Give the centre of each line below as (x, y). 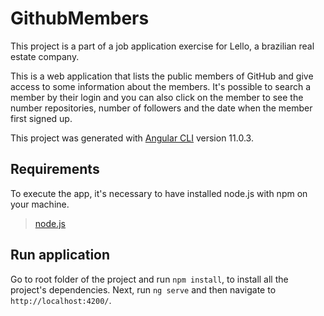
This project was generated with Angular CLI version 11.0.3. (132, 138)
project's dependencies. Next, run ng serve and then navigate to (143, 289)
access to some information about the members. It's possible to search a (161, 86)
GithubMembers (80, 18)
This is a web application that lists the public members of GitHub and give (162, 76)
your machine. (40, 204)
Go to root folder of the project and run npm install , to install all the (149, 279)
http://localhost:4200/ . (61, 300)
